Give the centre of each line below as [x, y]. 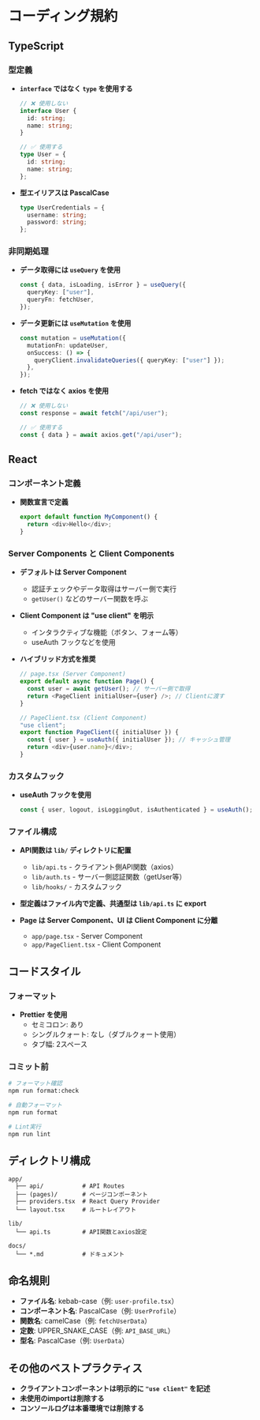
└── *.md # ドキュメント [70, 1254]
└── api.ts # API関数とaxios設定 [81, 1232]
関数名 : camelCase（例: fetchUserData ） [85, 1321]
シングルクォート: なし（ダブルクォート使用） [106, 1034]
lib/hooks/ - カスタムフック [76, 887]
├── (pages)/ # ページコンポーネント [82, 1195]
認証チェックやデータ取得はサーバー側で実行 [104, 589]
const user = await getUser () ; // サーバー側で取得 [109, 689]
